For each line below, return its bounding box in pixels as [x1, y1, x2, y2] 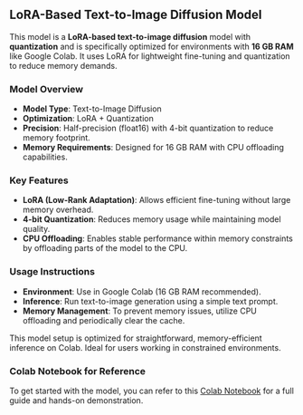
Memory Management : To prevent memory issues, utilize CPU [22, 305, 258, 316]
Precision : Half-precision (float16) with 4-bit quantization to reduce [22, 122, 274, 134]
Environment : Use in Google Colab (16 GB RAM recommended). [22, 285, 261, 297]
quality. [22, 224, 51, 235]
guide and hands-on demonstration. [9, 395, 144, 406]
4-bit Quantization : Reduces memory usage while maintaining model [22, 214, 282, 225]
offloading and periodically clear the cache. [22, 314, 185, 325]
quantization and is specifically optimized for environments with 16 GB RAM [9, 41, 294, 52]
